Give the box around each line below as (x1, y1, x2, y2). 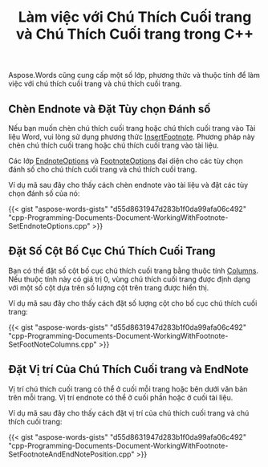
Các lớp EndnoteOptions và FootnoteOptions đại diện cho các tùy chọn (8, 156, 243, 165)
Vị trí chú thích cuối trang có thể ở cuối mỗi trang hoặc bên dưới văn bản (8, 384, 248, 393)
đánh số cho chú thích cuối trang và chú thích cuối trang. (8, 164, 197, 174)
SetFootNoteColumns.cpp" (8, 339, 98, 349)
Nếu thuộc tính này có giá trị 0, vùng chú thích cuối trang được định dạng (8, 274, 251, 284)
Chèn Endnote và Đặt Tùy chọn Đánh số (8, 102, 211, 116)
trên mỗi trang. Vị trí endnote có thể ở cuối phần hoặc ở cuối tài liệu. (8, 392, 233, 402)
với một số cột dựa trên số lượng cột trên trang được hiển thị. (8, 282, 209, 292)
